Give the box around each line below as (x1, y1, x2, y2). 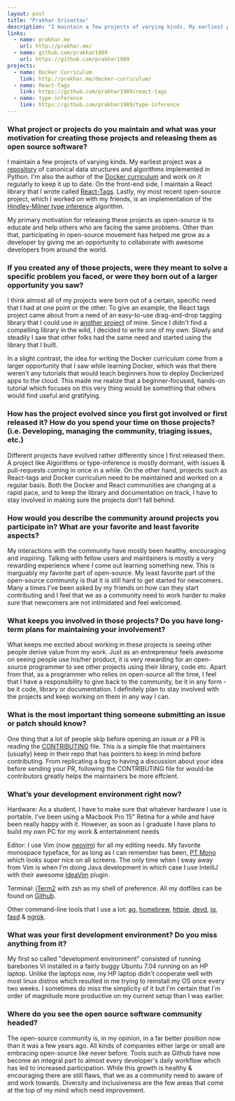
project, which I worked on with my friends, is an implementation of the (7, 195, 212, 203)
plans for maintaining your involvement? (25, 624, 166, 634)
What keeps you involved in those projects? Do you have (7, 616, 204, 626)
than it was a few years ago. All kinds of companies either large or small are (7, 1041, 225, 1049)
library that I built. (7, 340, 58, 350)
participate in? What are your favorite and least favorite (7, 521, 199, 531)
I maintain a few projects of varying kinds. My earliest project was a (7, 158, 202, 166)
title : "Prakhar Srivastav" (7, 17, 90, 24)
